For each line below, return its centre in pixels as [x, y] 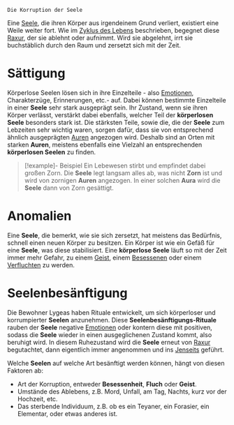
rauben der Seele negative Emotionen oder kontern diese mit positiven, [110, 327]
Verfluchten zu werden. [41, 264]
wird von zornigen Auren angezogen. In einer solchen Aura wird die [122, 180]
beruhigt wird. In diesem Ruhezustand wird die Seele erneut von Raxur [109, 342]
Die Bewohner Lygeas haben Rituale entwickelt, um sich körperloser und [111, 312]
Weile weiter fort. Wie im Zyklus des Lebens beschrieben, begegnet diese [114, 30]
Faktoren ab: [25, 371]
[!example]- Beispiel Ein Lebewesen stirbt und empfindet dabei [115, 165]
